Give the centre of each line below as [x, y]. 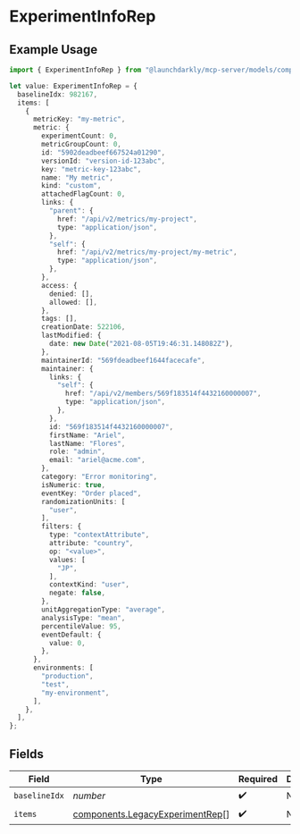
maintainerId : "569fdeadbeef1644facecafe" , [123, 360]
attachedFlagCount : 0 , [83, 194]
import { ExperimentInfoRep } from [75, 70]
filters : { [62, 527]
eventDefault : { [71, 635]
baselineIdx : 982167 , [58, 94]
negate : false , [77, 593]
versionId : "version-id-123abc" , [104, 161]
